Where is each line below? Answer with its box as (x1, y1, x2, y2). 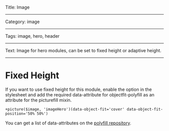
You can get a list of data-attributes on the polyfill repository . (5, 120, 132, 126)
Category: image (5, 19, 40, 25)
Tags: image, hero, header (5, 33, 60, 39)
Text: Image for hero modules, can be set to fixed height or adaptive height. (5, 48, 162, 53)
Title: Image (5, 5, 30, 10)
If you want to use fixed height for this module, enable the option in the (5, 86, 152, 92)
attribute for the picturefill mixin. (5, 97, 72, 103)
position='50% (5, 111, 35, 116)
